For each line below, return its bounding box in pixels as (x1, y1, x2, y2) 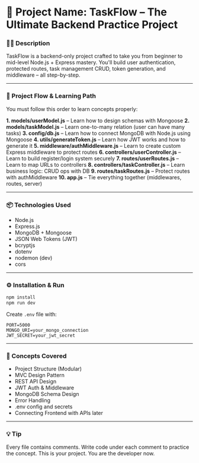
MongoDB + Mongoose (14, 229, 72, 236)
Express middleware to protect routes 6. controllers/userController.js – (6, 148, 181, 156)
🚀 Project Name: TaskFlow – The (6, 5, 167, 19)
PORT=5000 (6, 322, 31, 328)
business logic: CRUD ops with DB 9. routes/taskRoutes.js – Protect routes (6, 167, 191, 175)
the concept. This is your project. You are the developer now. (6, 449, 155, 456)
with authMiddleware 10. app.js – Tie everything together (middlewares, (6, 173, 182, 180)
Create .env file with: (6, 311, 57, 318)
